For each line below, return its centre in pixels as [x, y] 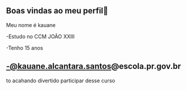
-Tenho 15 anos [25, 48]
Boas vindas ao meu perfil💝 [57, 11]
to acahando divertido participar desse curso [61, 81]
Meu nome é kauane [31, 25]
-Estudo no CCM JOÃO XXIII [41, 36]
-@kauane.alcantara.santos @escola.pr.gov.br [93, 66]
